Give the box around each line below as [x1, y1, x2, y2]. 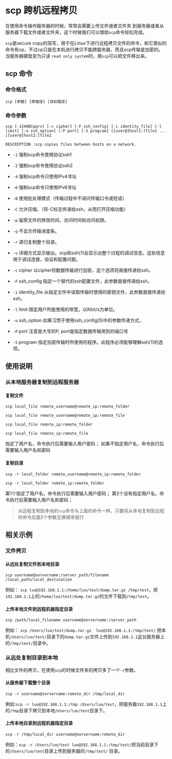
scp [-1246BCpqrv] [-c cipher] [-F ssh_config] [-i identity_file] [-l [5, 124, 162, 129]
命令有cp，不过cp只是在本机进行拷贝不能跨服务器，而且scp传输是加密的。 [5, 46, 163, 52]
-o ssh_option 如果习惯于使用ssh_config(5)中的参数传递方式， [12, 317, 144, 323]
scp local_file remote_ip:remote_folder [5, 422, 93, 427]
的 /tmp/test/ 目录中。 [5, 640, 51, 646]
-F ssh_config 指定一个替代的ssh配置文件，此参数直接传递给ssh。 [12, 278, 152, 284]
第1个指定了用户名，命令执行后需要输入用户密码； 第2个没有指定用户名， [5, 490, 160, 496]
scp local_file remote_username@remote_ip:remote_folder [5, 404, 130, 409]
